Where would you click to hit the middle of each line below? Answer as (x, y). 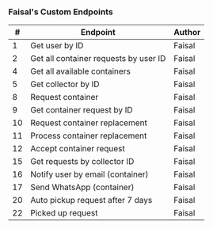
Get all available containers (80, 71)
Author (187, 32)
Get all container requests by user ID (98, 59)
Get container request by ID (82, 110)
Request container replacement (89, 123)
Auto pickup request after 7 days (91, 200)
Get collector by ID (65, 84)
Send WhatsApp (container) (82, 187)
